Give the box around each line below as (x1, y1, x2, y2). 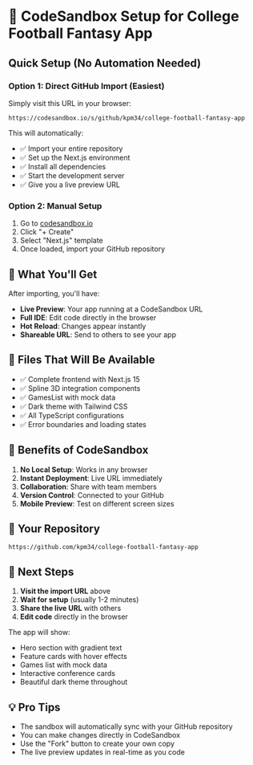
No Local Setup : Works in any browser (19, 465, 148, 474)
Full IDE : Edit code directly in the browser (19, 312, 157, 322)
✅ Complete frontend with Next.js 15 (19, 374, 140, 384)
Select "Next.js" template (19, 236, 103, 246)
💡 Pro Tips (8, 700, 61, 714)
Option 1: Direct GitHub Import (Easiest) (8, 80, 165, 92)
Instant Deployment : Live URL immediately (19, 473, 163, 482)
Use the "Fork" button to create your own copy (19, 739, 175, 749)
